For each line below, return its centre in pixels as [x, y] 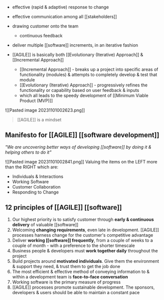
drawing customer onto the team [45, 26]
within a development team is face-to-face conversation [70, 276]
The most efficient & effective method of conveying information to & [81, 272]
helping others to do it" [28, 152]
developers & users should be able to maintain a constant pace [76, 292]
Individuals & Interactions [38, 176]
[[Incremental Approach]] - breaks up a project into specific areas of [89, 69]
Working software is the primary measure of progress [67, 282]
